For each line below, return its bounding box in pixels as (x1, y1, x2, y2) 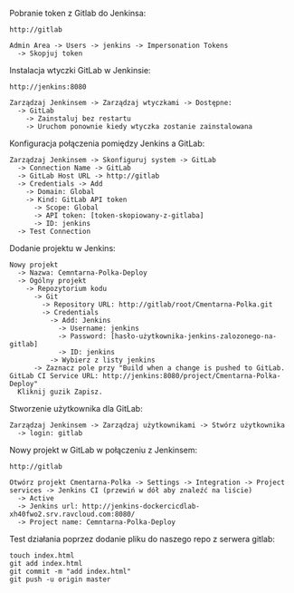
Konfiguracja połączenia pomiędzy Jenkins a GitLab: (9, 138, 205, 149)
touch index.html (9, 551, 75, 560)
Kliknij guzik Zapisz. (17, 387, 103, 396)
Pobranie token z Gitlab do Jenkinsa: (9, 8, 147, 18)
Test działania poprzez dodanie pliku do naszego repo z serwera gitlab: (9, 534, 276, 544)
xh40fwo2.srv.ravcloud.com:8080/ (9, 510, 136, 519)
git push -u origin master (9, 575, 111, 584)
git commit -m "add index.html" (9, 567, 131, 576)
